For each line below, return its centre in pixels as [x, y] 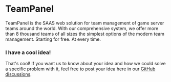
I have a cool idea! [28, 52]
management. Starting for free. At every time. [53, 39]
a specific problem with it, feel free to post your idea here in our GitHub [80, 69]
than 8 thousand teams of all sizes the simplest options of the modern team [85, 34]
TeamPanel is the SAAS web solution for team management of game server [85, 23]
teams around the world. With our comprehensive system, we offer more [82, 28]
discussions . [18, 74]
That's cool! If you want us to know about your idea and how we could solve [85, 64]
